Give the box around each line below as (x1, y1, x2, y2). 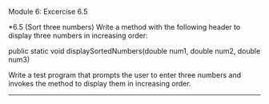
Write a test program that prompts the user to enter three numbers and (8, 70, 242, 79)
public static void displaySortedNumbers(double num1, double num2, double (8, 46, 261, 55)
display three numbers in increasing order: (8, 31, 148, 40)
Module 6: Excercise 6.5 (8, 7, 88, 16)
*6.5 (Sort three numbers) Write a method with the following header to (8, 22, 241, 31)
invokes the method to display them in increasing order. (8, 79, 191, 88)
